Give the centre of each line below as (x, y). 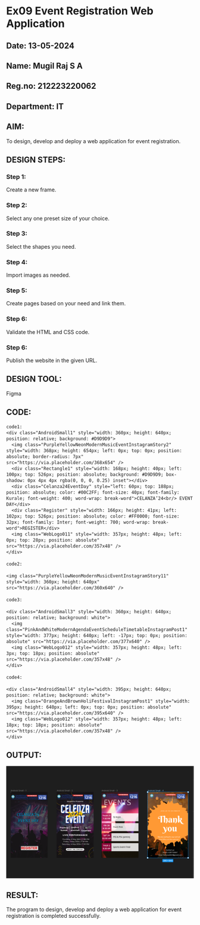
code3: (14, 600)
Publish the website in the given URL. (52, 361)
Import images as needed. (38, 275)
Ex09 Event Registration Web (80, 11)
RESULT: (22, 895)
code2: (14, 564)
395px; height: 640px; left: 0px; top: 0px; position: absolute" (89, 707)
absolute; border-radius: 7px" (45, 457)
